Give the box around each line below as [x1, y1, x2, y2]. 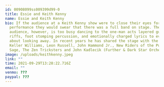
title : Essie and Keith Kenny [5, 12, 67, 16]
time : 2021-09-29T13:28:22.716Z [5, 61, 71, 66]
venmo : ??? [5, 70, 27, 75]
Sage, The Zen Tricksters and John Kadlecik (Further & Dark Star [9, 47, 147, 52]
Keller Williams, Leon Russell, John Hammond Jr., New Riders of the [9, 43, 154, 48]
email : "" [5, 66, 25, 71]
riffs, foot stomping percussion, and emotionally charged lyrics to [9, 34, 154, 39]
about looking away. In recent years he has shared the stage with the [9, 39, 159, 43]
